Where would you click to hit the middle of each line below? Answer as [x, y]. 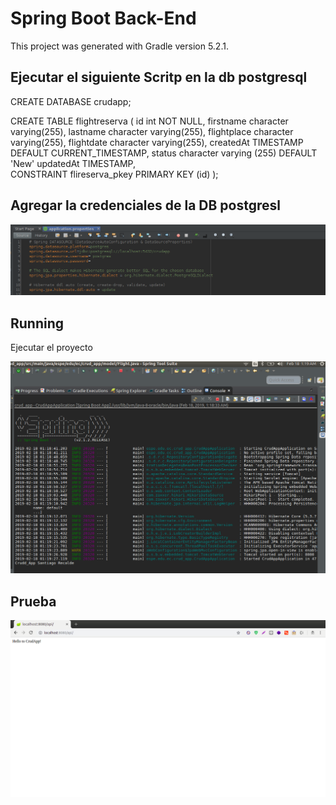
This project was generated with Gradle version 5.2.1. [119, 46]
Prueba [33, 601]
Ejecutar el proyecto [51, 348]
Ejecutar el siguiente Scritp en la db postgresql [159, 77]
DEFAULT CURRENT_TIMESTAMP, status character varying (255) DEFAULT [164, 153]
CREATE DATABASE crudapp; [71, 101]
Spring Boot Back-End [103, 18]
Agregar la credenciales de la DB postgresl [145, 205]
